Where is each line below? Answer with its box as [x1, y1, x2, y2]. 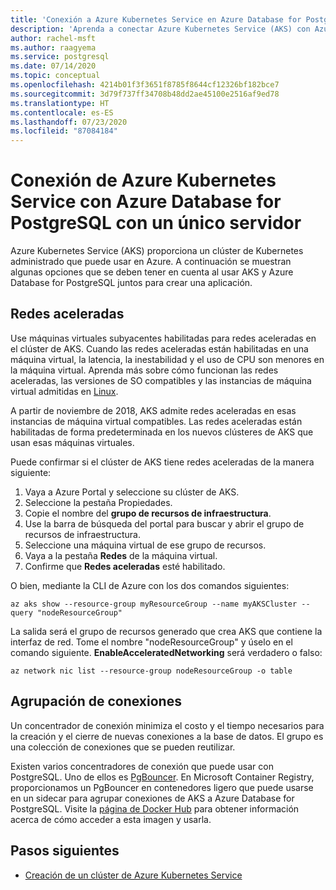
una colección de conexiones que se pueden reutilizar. [10, 741, 236, 753]
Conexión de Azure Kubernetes [10, 169, 277, 192]
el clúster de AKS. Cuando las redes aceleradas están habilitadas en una [10, 342, 309, 355]
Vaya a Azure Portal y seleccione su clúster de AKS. [24, 486, 240, 498]
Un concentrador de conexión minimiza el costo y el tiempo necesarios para [10, 719, 325, 731]
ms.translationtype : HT [10, 98, 110, 108]
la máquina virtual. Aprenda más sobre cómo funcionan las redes [10, 364, 279, 376]
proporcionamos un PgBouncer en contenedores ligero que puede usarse [10, 781, 314, 793]
